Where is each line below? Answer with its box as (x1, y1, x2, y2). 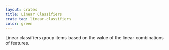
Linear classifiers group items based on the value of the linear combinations (5, 35, 164, 41)
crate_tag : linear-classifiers (5, 16, 72, 21)
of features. (5, 40, 29, 46)
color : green (5, 21, 33, 26)
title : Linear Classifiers (5, 12, 62, 17)
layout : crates (5, 7, 38, 12)
